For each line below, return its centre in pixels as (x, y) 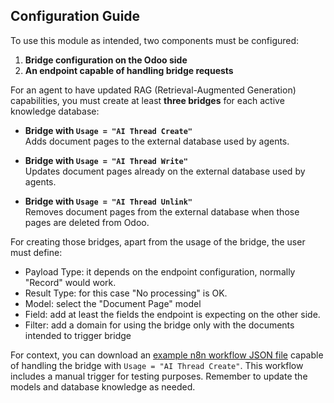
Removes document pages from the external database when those (162, 211)
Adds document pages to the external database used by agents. (157, 141)
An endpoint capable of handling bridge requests (129, 70)
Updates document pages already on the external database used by (165, 171)
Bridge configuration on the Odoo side (106, 60)
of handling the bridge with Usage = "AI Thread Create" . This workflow (157, 365)
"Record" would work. (70, 282)
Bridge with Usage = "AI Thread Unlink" (108, 201)
